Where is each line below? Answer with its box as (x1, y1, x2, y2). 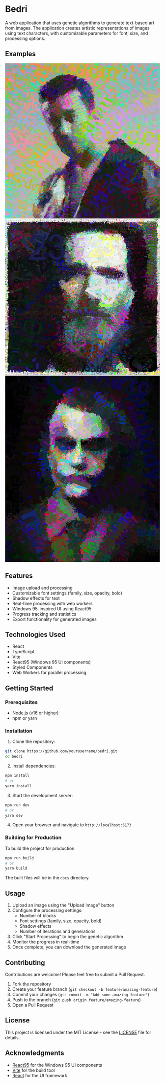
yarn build (5, 866, 27, 871)
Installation (5, 728, 33, 734)
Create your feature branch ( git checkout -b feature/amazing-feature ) (12, 986, 158, 992)
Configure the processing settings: (12, 908, 82, 913)
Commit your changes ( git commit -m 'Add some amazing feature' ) (12, 991, 150, 997)
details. (5, 1034, 20, 1041)
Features (5, 572, 33, 580)
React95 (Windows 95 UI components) (12, 659, 91, 665)
